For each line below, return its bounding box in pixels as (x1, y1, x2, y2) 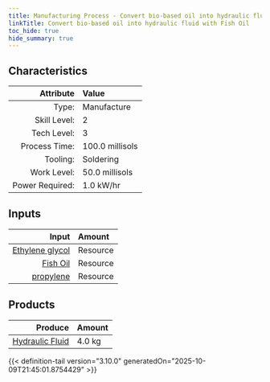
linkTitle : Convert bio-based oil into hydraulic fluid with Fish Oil (8, 19, 250, 27)
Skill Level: (35, 114, 75, 125)
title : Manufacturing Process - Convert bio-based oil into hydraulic (8, 11, 250, 20)
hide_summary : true (8, 34, 74, 43)
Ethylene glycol (12, 244, 71, 256)
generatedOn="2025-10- (123, 355, 207, 366)
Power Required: (12, 180, 75, 191)
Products (8, 298, 55, 312)
